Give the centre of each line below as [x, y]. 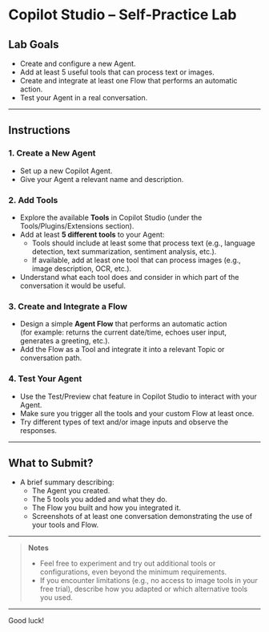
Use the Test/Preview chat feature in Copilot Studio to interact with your [139, 396]
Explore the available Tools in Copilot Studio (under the [111, 217]
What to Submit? [51, 463]
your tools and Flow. [65, 525]
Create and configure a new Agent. [78, 63]
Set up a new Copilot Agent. [66, 171]
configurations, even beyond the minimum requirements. [133, 572]
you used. [56, 598]
